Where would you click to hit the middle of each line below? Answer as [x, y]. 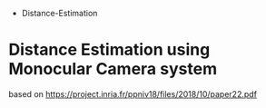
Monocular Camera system [113, 69]
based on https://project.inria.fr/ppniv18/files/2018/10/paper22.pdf [133, 93]
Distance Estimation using [109, 50]
